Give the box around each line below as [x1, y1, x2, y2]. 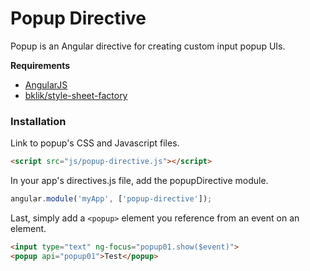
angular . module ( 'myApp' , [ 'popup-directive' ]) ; [10, 194, 213, 204]
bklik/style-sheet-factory [24, 89, 128, 101]
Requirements [10, 59, 71, 71]
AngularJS [24, 78, 68, 91]
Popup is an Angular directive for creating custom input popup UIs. [10, 40, 286, 52]
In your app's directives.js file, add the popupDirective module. [10, 175, 269, 187]
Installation [10, 114, 67, 128]
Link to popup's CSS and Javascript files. [10, 137, 180, 149]
